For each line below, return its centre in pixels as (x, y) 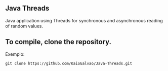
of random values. (24, 26)
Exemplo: (15, 54)
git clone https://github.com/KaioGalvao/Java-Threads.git (69, 63)
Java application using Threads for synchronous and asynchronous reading (84, 20)
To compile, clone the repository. (58, 42)
